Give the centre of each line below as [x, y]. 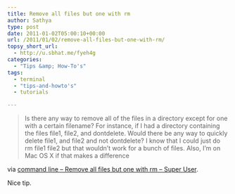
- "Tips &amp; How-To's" [50, 66]
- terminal [30, 79]
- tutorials [31, 92]
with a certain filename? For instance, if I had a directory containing [122, 126]
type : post [23, 27]
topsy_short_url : [33, 46]
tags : [15, 72]
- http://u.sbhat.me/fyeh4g [55, 53]
